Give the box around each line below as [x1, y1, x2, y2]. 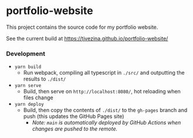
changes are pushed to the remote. [32, 125, 118, 133]
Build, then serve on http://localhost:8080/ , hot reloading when [23, 88, 181, 95]
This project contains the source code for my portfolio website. [6, 23, 158, 31]
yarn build [14, 64, 42, 70]
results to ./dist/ [23, 75, 66, 83]
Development [6, 49, 46, 58]
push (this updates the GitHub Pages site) [23, 113, 124, 120]
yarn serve [14, 83, 42, 89]
